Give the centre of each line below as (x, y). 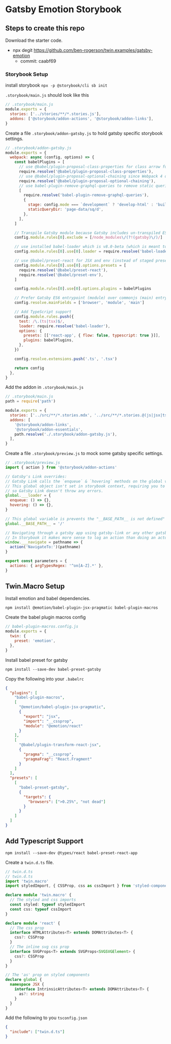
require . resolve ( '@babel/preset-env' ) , (61, 275)
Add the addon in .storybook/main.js (45, 387)
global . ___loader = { (28, 496)
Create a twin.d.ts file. (30, 862)
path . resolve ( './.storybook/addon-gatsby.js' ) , (66, 434)
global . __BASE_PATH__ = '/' (35, 524)
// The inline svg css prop (40, 947)
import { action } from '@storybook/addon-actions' (61, 468)
